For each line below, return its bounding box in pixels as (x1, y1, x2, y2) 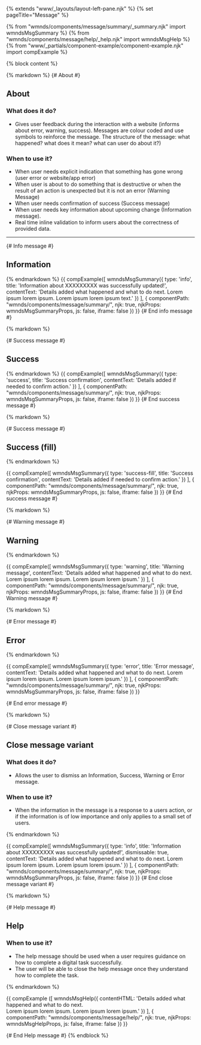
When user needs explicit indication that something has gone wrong (14, 167, 183, 175)
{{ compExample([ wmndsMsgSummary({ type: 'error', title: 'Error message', (6, 663, 194, 670)
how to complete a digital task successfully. (14, 959, 123, 966)
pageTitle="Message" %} (6, 11, 69, 19)
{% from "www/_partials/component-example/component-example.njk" (6, 42, 184, 49)
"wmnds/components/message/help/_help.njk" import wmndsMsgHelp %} (6, 36, 190, 42)
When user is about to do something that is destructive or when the (14, 181, 181, 188)
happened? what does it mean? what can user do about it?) (14, 139, 162, 146)
